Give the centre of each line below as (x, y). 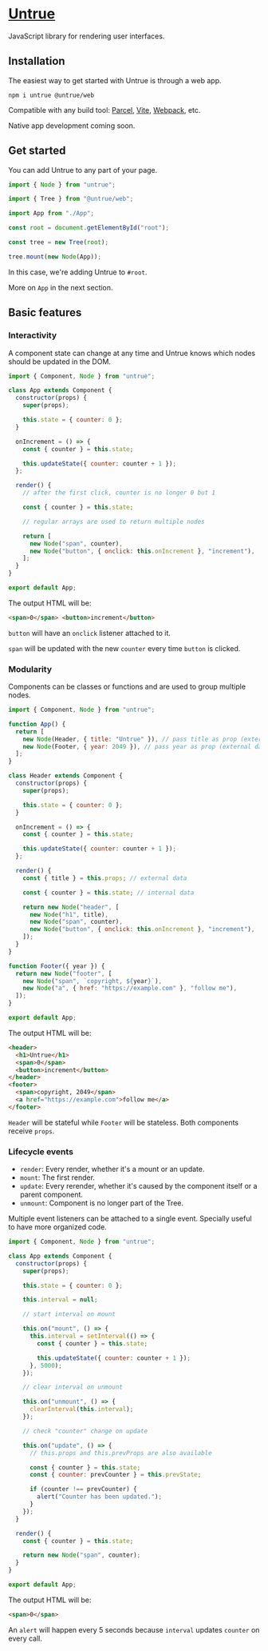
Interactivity (33, 335)
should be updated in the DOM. (60, 362)
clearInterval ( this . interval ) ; (81, 1409)
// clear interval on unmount (73, 1387)
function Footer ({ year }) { (57, 966)
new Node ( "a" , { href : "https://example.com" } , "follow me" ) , (130, 989)
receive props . (32, 1131)
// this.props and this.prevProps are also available (121, 1453)
